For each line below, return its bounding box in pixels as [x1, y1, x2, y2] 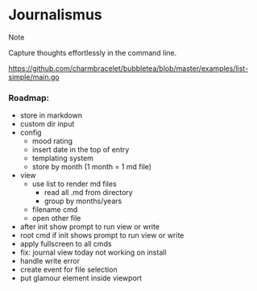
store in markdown [19, 110, 83, 120]
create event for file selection [19, 264, 118, 275]
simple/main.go [8, 72, 60, 81]
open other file [31, 214, 81, 223]
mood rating [31, 136, 73, 146]
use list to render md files [31, 179, 117, 189]
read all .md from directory [44, 188, 133, 197]
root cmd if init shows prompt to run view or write [19, 231, 184, 240]
